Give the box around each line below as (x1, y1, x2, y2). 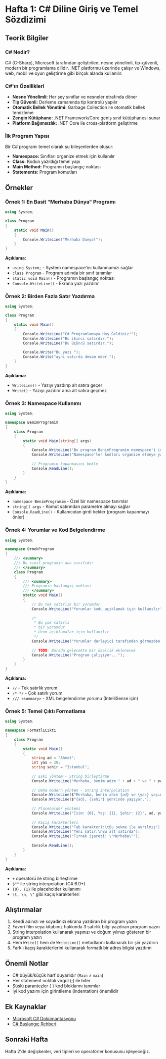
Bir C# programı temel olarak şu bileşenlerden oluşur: (5, 144, 114, 150)
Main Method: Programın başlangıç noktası (12, 164, 101, 170)
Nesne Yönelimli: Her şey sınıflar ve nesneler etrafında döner (12, 94, 137, 100)
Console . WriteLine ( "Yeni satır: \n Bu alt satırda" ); (31, 829, 140, 834)
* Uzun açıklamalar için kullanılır (34, 630, 110, 635)
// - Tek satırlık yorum (12, 685, 58, 691)
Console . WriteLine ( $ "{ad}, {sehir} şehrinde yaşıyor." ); (31, 797, 152, 802)
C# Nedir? (5, 49, 30, 55)
